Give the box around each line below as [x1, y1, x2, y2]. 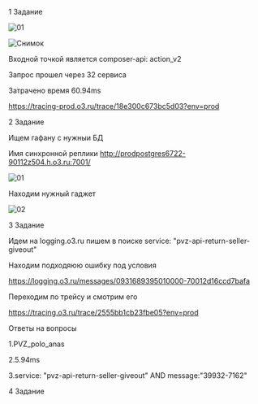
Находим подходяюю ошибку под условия [8, 260, 157, 270]
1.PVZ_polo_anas [8, 339, 65, 349]
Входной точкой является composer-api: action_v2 [8, 54, 182, 63]
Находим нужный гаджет [8, 189, 96, 198]
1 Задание [8, 7, 43, 16]
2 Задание [8, 117, 45, 127]
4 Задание [8, 386, 45, 396]
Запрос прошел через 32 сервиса [8, 70, 127, 80]
